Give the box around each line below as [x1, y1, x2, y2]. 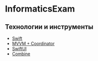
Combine [12, 51, 30, 57]
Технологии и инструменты [5, 23, 94, 31]
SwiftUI [12, 46, 27, 51]
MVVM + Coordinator [12, 41, 55, 46]
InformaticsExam [5, 3, 75, 15]
